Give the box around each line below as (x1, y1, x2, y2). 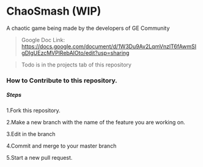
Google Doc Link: (21, 36, 65, 43)
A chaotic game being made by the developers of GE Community (6, 24, 170, 32)
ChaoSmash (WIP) (6, 4, 102, 18)
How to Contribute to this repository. (6, 76, 117, 85)
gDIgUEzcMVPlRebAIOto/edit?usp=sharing (21, 49, 130, 56)
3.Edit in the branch (6, 130, 56, 138)
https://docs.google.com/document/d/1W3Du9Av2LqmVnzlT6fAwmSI (21, 43, 197, 50)
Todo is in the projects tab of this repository (21, 61, 131, 68)
